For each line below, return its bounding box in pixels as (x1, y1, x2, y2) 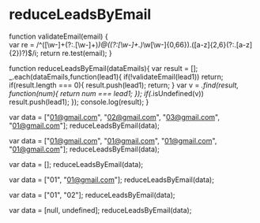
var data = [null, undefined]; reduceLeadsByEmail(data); (9, 205, 192, 214)
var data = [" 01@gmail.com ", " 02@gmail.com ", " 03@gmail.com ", (9, 112, 220, 121)
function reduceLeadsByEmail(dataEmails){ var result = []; (9, 63, 198, 72)
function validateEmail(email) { (9, 32, 109, 41)
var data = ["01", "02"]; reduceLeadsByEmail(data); (9, 190, 176, 199)
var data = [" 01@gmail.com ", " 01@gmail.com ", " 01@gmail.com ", (9, 136, 217, 145)
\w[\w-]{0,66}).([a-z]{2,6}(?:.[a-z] (142, 39, 253, 49)
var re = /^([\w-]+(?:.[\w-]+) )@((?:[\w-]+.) (9, 39, 143, 49)
